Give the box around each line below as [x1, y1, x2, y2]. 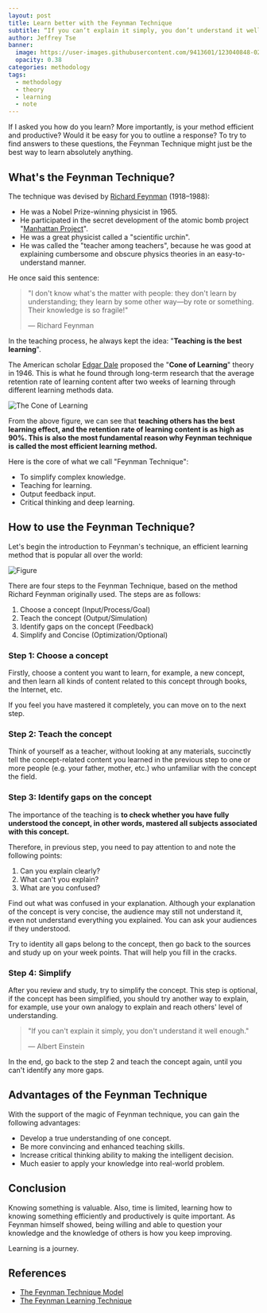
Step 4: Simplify [8, 967, 72, 978]
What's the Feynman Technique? [8, 170, 176, 184]
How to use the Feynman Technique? [8, 521, 195, 534]
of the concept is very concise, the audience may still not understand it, [8, 907, 243, 916]
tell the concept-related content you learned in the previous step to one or [8, 755, 251, 765]
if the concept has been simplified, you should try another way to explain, [8, 993, 249, 1003]
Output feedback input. [19, 489, 96, 498]
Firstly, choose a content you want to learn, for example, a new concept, [8, 668, 245, 678]
